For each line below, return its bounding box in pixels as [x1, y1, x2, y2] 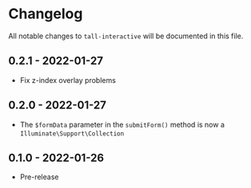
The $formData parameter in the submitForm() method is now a [19, 119, 225, 129]
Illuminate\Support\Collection [19, 129, 125, 138]
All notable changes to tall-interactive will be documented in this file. [8, 31, 244, 41]
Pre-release [19, 172, 59, 182]
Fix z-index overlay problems [19, 75, 116, 84]
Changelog [8, 5, 83, 23]
